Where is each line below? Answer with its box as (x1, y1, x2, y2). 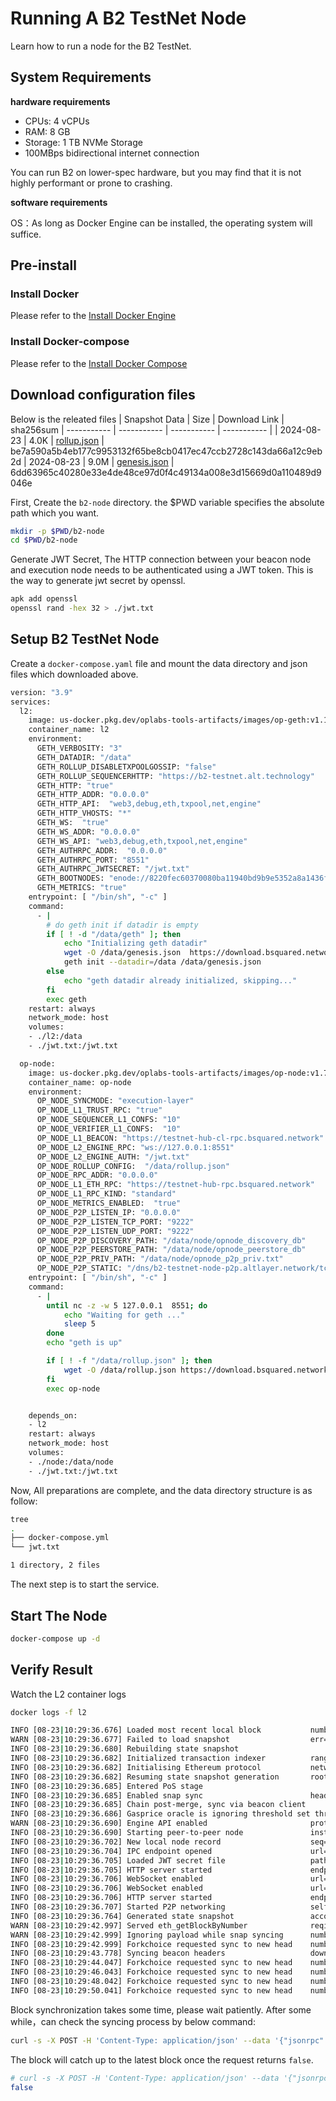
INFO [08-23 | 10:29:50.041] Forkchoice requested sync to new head (10, 1985, 293, 1996)
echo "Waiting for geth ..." (63, 1310, 186, 1320)
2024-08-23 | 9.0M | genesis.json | (28, 455, 175, 467)
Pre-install (10, 257, 77, 274)
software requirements (10, 196, 108, 208)
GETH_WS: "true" (36, 818, 110, 828)
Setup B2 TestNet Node (10, 631, 160, 648)
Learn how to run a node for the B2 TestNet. (10, 40, 192, 52)
